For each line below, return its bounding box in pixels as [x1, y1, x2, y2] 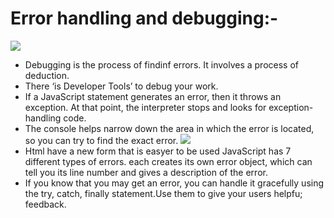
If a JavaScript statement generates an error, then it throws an [24, 90, 282, 102]
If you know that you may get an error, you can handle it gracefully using [24, 177, 325, 189]
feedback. [24, 198, 67, 210]
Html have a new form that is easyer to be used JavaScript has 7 [24, 145, 292, 157]
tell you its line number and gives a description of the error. [24, 166, 268, 178]
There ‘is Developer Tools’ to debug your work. [24, 80, 219, 92]
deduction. [24, 69, 70, 81]
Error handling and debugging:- [10, 7, 279, 30]
